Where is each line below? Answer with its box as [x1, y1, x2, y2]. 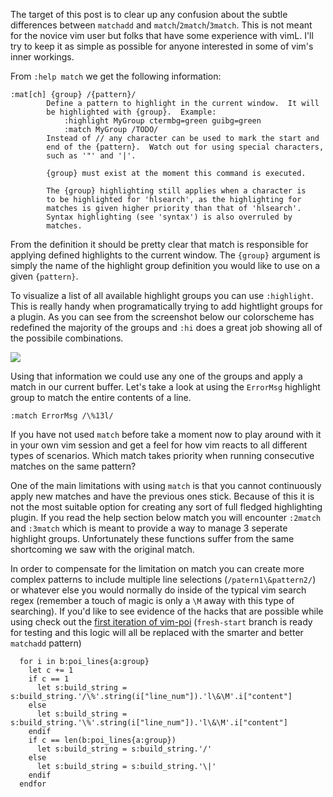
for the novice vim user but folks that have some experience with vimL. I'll [10, 30, 314, 41]
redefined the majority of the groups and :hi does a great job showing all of [10, 322, 323, 333]
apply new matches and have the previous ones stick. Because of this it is [10, 490, 315, 502]
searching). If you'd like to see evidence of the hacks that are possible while [10, 605, 324, 617]
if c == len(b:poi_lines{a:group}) [28, 735, 177, 745]
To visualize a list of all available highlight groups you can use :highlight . [10, 290, 314, 301]
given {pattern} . [10, 270, 79, 282]
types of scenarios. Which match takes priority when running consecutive [10, 450, 315, 461]
